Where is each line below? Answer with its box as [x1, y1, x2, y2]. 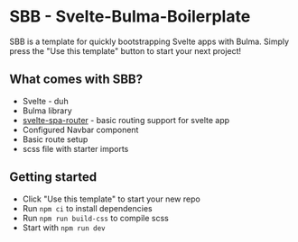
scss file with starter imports [22, 143, 129, 154]
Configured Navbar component [22, 124, 139, 135]
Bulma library [22, 105, 72, 116]
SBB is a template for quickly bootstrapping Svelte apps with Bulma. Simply [9, 36, 290, 47]
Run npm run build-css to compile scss [22, 212, 169, 223]
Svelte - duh [22, 95, 70, 106]
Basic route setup [22, 133, 88, 145]
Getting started [9, 169, 98, 185]
